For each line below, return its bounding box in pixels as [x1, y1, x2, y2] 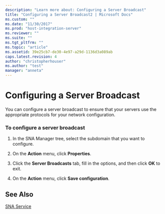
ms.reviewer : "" [5, 31, 39, 36]
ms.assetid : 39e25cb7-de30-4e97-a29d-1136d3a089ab [5, 49, 113, 54]
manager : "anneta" [5, 68, 43, 73]
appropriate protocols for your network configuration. [5, 112, 115, 118]
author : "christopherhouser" [5, 59, 66, 64]
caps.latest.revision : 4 [5, 54, 57, 59]
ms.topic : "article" [5, 45, 48, 50]
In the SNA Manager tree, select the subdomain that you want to [12, 136, 145, 142]
